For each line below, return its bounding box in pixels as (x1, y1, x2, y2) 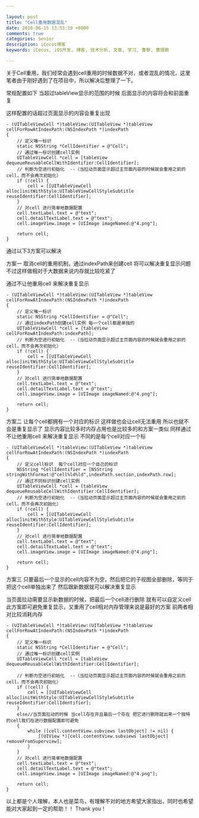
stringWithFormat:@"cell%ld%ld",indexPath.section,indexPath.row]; (6, 471, 177, 477)
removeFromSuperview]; (6, 738, 62, 744)
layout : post (6, 14, 39, 20)
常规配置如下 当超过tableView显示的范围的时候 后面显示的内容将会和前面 (6, 89, 184, 96)
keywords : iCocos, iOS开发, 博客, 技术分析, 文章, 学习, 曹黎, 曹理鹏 (6, 47, 169, 54)
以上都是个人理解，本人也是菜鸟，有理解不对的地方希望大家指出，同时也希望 (6, 797, 194, 804)
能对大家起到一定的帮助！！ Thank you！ (6, 805, 107, 812)
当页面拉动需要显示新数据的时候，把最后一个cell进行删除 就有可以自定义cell (6, 596, 191, 603)
